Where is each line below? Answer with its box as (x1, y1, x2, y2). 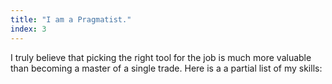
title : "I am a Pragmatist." (10, 14, 132, 25)
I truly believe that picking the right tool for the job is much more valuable (10, 51, 312, 63)
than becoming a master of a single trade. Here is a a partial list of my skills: (10, 62, 323, 74)
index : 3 (10, 24, 47, 34)
